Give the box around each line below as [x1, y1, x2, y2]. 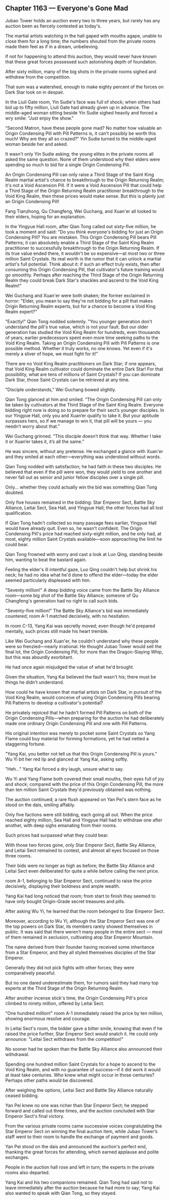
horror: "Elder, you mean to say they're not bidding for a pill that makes [5, 297, 153, 304]
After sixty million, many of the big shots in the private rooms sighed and [5, 68, 157, 74]
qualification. [5, 510, 32, 516]
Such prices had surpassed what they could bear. [5, 832, 109, 838]
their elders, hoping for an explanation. [5, 213, 86, 219]
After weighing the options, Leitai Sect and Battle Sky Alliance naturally [5, 1087, 153, 1093]
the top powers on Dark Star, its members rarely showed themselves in [5, 923, 153, 929]
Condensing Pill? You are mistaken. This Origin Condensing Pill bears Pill [5, 234, 157, 240]
